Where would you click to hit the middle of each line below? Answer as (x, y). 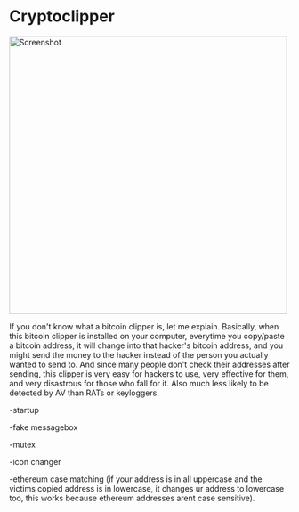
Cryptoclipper (62, 16)
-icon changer (35, 461)
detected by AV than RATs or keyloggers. (85, 393)
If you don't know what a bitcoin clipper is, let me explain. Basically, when (144, 326)
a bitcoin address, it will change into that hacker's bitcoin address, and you (146, 345)
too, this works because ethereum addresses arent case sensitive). (132, 498)
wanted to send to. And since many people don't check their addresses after (149, 364)
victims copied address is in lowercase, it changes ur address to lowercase (147, 488)
